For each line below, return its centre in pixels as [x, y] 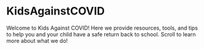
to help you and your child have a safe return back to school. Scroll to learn [101, 34]
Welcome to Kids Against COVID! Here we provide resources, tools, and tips [102, 28]
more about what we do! [37, 41]
